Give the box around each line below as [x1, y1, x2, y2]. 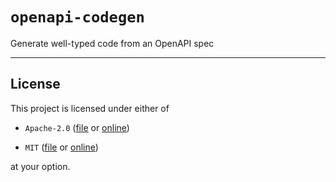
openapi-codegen [10, 8, 145, 27]
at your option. [10, 160, 71, 172]
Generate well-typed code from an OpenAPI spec [10, 37, 215, 49]
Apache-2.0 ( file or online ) [24, 121, 130, 133]
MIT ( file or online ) [24, 141, 99, 153]
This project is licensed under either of [10, 102, 170, 114]
